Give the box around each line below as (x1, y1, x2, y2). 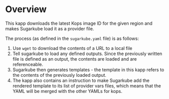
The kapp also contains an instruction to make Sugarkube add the (12, 77, 150, 83)
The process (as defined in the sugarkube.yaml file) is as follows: (5, 35, 139, 41)
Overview (5, 4, 47, 15)
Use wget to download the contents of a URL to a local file (12, 45, 133, 51)
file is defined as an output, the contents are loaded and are (12, 56, 137, 62)
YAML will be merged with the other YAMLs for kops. (12, 88, 123, 94)
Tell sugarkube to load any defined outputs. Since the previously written (12, 51, 162, 57)
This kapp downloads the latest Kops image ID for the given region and (5, 20, 153, 26)
